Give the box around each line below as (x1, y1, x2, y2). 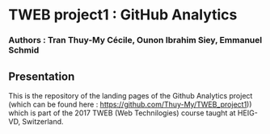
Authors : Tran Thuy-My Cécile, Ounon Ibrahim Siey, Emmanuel (8, 35, 263, 46)
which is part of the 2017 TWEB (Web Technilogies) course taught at (8, 107, 236, 118)
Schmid (8, 44, 40, 56)
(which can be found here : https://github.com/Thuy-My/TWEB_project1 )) (8, 99, 252, 109)
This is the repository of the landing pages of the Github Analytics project (8, 90, 253, 100)
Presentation (8, 69, 75, 83)
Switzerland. (22, 116, 64, 126)
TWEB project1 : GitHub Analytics (8, 6, 238, 24)
